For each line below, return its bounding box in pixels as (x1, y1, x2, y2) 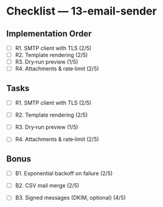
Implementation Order (6, 29, 92, 39)
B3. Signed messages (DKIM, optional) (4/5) (15, 194, 126, 202)
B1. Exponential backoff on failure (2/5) (15, 170, 113, 177)
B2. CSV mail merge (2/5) (15, 182, 80, 189)
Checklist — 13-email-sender (6, 4, 157, 18)
